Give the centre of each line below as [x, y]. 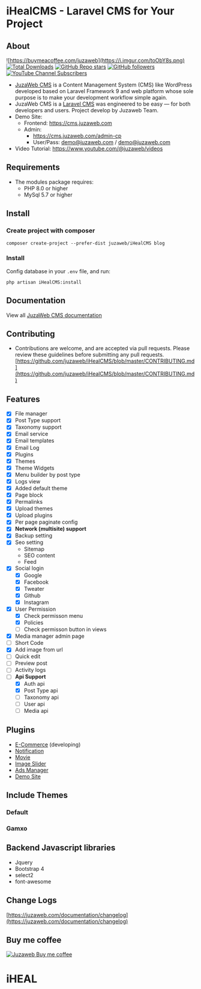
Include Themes [37, 795]
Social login [29, 568]
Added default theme [41, 488]
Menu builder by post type [48, 474]
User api [34, 704]
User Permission [35, 609]
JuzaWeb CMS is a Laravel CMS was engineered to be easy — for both [103, 104]
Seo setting [29, 542]
